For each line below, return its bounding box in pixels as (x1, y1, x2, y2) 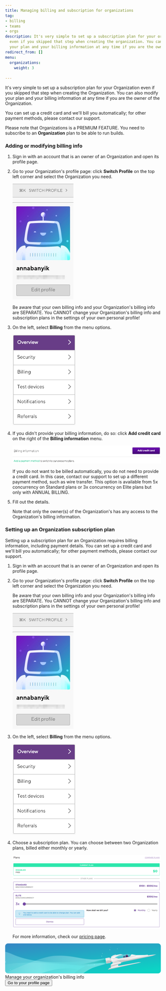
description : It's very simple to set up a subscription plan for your (5, 34, 156, 39)
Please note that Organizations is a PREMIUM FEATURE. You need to (5, 125, 145, 131)
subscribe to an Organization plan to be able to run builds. (5, 130, 124, 136)
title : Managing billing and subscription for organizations (5, 8, 134, 13)
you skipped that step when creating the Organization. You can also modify (5, 90, 159, 96)
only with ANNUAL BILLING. (12, 489, 70, 495)
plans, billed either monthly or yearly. (12, 845, 88, 851)
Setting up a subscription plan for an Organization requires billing (5, 537, 138, 543)
